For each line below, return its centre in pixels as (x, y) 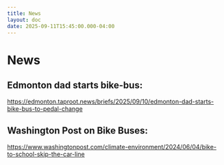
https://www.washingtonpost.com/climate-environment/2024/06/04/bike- (112, 147)
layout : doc (24, 20)
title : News (24, 13)
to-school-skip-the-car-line (46, 154)
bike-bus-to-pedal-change (45, 109)
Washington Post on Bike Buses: (78, 130)
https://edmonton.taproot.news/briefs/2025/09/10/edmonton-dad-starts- (111, 102)
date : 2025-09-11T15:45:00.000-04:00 (61, 26)
